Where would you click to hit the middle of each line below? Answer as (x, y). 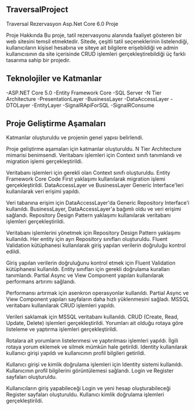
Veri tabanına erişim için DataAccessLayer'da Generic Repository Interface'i (98, 203)
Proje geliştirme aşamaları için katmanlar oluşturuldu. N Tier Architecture (94, 149)
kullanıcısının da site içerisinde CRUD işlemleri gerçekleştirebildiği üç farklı (96, 54)
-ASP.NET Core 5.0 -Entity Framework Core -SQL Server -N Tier (84, 93)
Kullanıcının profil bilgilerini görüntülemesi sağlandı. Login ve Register (90, 371)
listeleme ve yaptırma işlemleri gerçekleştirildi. (62, 329)
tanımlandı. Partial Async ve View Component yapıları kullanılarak (85, 276)
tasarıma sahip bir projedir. (38, 60)
